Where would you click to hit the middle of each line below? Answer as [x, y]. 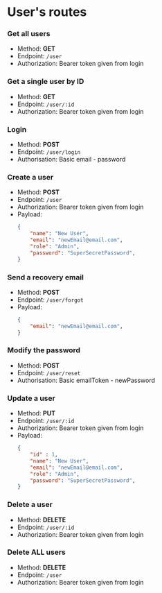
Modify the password [44, 350]
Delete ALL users [36, 552]
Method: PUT [36, 413]
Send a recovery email [46, 277]
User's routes [47, 12]
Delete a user [30, 505]
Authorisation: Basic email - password [71, 160]
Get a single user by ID [46, 82]
